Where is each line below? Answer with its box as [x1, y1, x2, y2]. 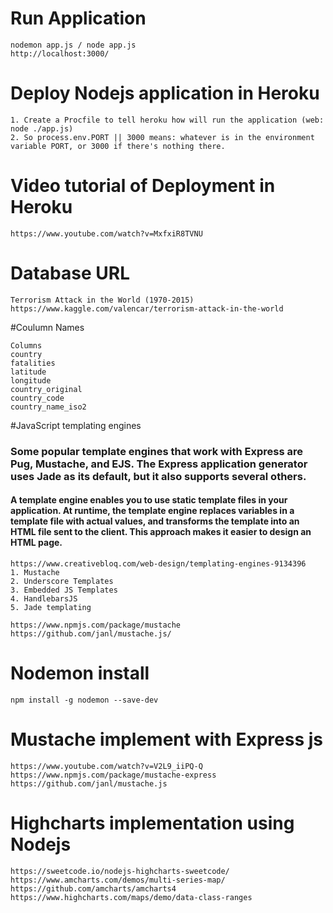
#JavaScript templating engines [10, 419, 142, 431]
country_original [10, 384, 83, 394]
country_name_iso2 [10, 402, 87, 412]
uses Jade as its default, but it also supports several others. [10, 469, 307, 483]
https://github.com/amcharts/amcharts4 [10, 883, 177, 894]
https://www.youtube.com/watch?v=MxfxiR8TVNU [10, 228, 203, 239]
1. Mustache [10, 567, 60, 577]
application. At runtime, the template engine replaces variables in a [10, 505, 295, 517]
